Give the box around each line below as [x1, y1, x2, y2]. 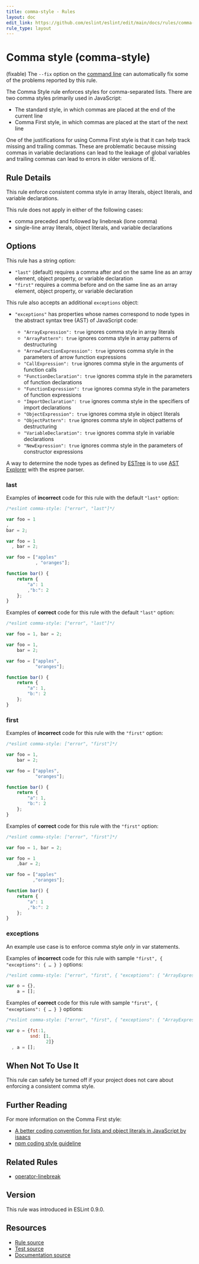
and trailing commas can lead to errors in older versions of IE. [6, 156, 157, 163]
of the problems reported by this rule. [6, 77, 98, 84]
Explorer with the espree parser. [6, 465, 85, 473]
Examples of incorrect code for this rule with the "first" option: [6, 730, 163, 737]
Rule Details [6, 173, 52, 183]
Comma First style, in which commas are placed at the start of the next [14, 119, 188, 126]
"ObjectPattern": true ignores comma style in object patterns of [23, 416, 183, 423]
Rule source [14, 1238, 44, 1246]
